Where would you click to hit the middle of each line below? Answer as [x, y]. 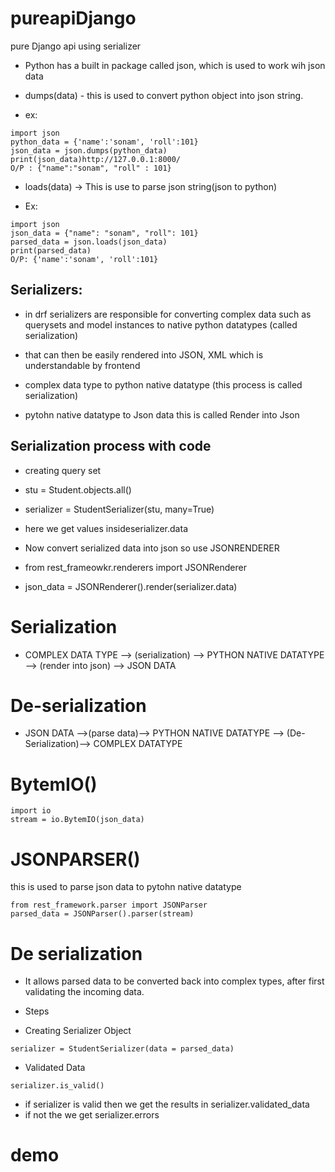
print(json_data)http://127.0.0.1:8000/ [96, 159]
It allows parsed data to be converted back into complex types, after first [174, 981]
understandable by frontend [82, 365]
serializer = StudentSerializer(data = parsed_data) [122, 1049]
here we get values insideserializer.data [106, 528]
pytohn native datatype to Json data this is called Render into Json [162, 414]
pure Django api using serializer [76, 46]
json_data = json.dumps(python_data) [89, 150]
